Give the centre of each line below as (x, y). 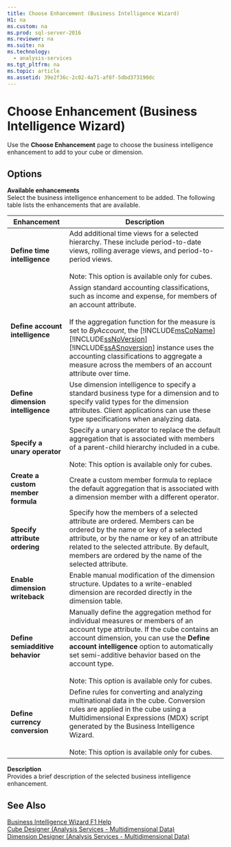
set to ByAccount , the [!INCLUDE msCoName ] (142, 330)
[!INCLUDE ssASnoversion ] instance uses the (142, 348)
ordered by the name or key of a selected (136, 530)
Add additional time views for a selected (134, 234)
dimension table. (96, 601)
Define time (30, 251)
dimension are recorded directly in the (131, 593)
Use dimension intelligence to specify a (132, 385)
